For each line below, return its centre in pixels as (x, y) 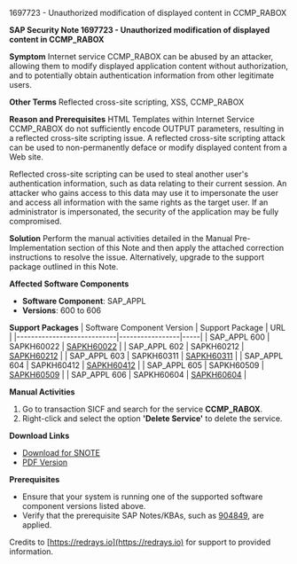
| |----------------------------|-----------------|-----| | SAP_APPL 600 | (140, 337)
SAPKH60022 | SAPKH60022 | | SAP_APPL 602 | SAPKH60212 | (127, 346)
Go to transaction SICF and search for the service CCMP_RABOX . (142, 409)
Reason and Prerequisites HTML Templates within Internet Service (132, 119)
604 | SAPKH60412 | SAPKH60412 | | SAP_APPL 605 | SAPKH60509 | (137, 365)
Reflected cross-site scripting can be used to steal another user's (129, 174)
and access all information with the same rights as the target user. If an (139, 202)
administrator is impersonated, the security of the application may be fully (144, 211)
